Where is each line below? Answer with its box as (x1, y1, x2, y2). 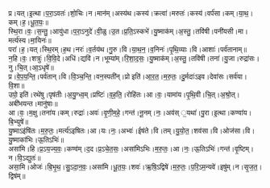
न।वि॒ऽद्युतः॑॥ (8, 153, 41, 162)
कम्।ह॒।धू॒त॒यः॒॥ (8, 18, 49, 27)
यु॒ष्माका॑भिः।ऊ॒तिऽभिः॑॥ (8, 135, 64, 145)
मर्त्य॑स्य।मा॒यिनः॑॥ (8, 35, 52, 45)
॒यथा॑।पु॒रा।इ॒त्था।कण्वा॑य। (178, 108, 252, 117)
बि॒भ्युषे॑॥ (8, 117, 29, 126)
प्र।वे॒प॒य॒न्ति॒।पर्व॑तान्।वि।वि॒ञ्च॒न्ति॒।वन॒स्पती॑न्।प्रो (8, 72, 131, 81)
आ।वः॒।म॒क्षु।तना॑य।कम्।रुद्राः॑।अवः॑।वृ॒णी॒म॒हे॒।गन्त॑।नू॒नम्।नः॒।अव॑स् (8, 108, 180, 117)
